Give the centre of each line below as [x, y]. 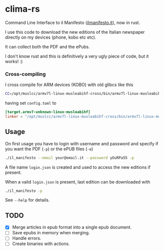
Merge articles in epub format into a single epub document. [72, 227]
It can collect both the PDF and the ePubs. [48, 46]
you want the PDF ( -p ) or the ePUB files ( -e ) [49, 149]
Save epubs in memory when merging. [51, 233]
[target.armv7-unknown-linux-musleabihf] [48, 112]
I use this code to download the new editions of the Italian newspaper [75, 32]
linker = [14, 116]
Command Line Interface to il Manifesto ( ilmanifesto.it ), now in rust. [73, 23]
